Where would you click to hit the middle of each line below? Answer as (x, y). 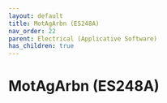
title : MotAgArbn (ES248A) (54, 24)
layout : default (36, 16)
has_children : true (41, 46)
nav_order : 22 (32, 31)
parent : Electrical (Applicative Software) (83, 39)
